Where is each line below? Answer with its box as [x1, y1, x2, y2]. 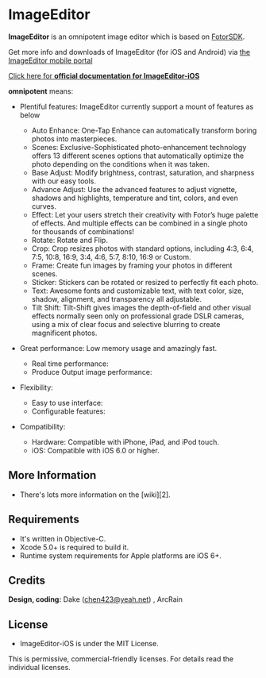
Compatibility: [19, 422, 66, 431]
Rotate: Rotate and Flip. [31, 235, 109, 245]
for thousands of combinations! [31, 226, 135, 236]
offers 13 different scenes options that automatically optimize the [31, 151, 245, 160]
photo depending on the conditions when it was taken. [31, 159, 210, 168]
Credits [8, 573, 46, 587]
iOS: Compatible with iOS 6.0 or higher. [31, 445, 160, 455]
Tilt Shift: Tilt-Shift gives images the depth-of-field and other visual [31, 302, 252, 312]
